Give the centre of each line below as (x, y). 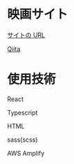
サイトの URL (26, 35)
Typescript (22, 112)
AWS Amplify (26, 153)
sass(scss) (22, 140)
